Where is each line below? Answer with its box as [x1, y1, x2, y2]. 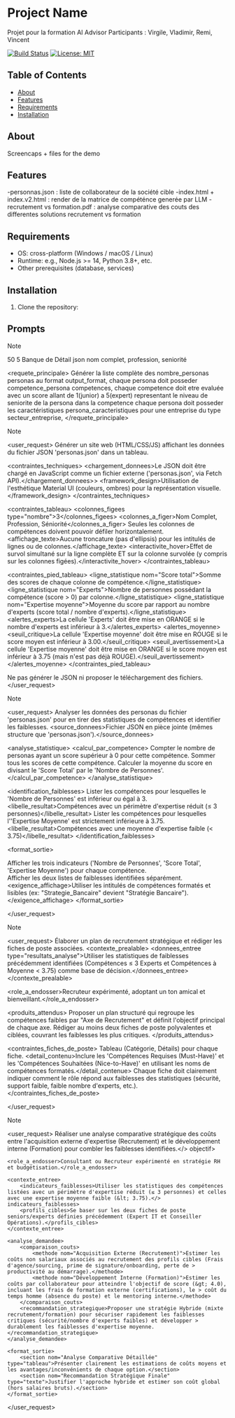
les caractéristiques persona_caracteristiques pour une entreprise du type [7, 406, 222, 414]
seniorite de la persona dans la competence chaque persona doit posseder [7, 398, 224, 407]
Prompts [7, 323, 45, 335]
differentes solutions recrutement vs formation [7, 210, 141, 218]
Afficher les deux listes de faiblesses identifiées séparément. [7, 873, 183, 882]
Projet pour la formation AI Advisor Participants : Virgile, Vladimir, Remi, [7, 28, 213, 36]
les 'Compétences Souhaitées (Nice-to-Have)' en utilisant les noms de [7, 1059, 211, 1067]
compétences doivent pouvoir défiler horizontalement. [7, 527, 164, 535]
